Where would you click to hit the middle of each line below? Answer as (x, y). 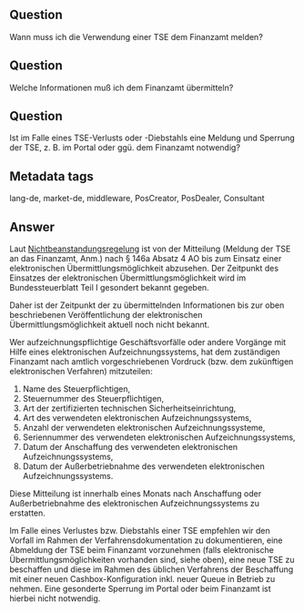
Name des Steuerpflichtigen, (76, 389)
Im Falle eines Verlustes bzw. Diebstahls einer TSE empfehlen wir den (140, 531)
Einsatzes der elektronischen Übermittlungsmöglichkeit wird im (128, 278)
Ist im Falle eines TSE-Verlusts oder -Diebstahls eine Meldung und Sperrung (152, 138)
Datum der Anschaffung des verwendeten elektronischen (130, 447)
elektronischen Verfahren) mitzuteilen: (81, 372)
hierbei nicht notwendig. (55, 598)
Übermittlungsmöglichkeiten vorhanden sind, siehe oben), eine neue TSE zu (152, 560)
